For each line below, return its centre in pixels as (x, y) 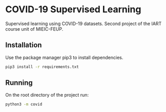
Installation (24, 45)
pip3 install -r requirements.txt (42, 67)
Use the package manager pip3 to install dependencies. (64, 57)
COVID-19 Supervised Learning (73, 9)
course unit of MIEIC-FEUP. (34, 29)
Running (19, 83)
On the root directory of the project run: (47, 95)
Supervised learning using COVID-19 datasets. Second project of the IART (84, 24)
